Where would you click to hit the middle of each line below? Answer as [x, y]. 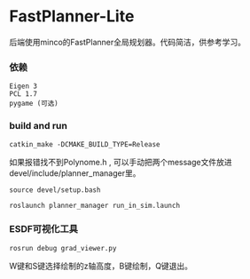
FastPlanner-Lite [72, 16]
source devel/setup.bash [55, 190]
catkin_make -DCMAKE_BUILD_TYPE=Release [85, 144]
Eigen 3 [23, 86]
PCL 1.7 [23, 94]
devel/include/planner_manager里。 [75, 173]
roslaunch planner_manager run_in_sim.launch [94, 205]
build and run [39, 126]
